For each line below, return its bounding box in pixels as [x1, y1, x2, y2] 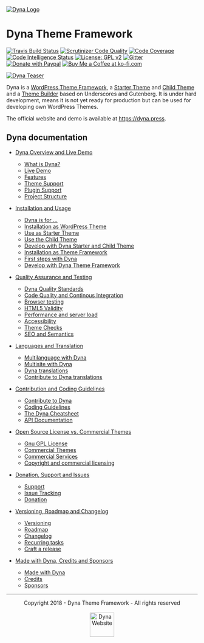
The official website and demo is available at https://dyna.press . [6, 114, 166, 122]
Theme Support [24, 179, 64, 187]
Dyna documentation [6, 133, 88, 143]
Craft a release [24, 545, 62, 552]
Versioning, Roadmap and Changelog [15, 507, 109, 515]
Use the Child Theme [24, 235, 78, 243]
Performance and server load [24, 311, 98, 318]
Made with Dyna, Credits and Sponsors [15, 557, 114, 564]
